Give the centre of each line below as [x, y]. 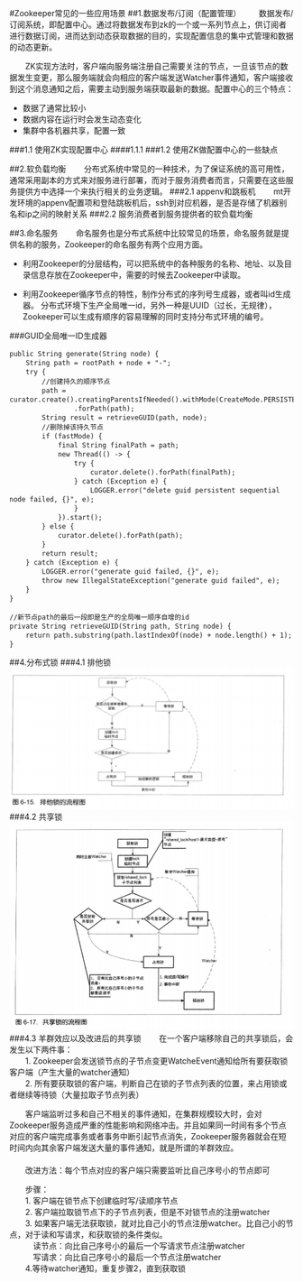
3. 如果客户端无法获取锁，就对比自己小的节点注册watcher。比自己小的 [155, 1223]
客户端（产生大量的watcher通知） [72, 1073]
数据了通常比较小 [54, 108]
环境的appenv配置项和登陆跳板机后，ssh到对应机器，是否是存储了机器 [148, 203]
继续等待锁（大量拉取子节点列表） [80, 1095]
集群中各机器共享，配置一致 [74, 130]
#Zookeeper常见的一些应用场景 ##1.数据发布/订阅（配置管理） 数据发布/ [151, 13]
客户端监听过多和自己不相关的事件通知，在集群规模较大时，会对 [143, 1114]
